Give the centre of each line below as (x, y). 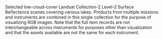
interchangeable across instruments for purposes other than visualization (79, 27)
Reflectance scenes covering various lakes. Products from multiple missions (82, 12)
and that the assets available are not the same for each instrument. (72, 32)
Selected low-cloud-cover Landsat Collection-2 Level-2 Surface (70, 7)
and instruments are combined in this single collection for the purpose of (78, 17)
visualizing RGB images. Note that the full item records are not (68, 22)
